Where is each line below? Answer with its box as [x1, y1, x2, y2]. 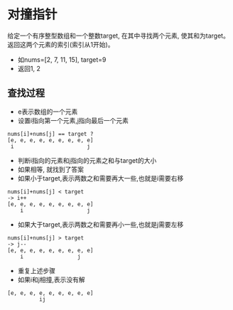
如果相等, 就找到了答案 [17, 165, 84, 173]
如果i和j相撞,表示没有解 [17, 275, 85, 284]
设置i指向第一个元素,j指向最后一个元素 [17, 116, 129, 124]
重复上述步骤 [17, 266, 55, 274]
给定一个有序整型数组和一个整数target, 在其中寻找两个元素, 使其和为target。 [7, 31, 229, 40]
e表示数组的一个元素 [17, 107, 78, 116]
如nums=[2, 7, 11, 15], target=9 [17, 55, 107, 64]
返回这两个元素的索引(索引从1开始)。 [7, 40, 114, 48]
